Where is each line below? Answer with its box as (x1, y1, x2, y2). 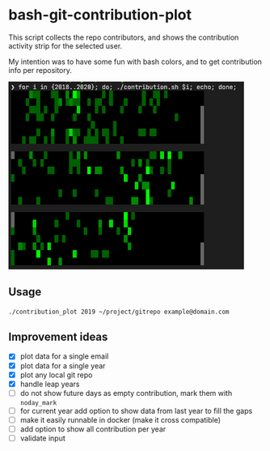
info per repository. (8, 65, 73, 74)
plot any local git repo (19, 370, 93, 380)
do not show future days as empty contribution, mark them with (19, 388, 233, 398)
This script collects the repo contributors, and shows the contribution (8, 32, 239, 42)
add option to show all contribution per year (19, 423, 167, 434)
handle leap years (19, 379, 80, 389)
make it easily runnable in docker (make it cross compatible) (19, 415, 221, 424)
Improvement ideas (8, 330, 108, 344)
